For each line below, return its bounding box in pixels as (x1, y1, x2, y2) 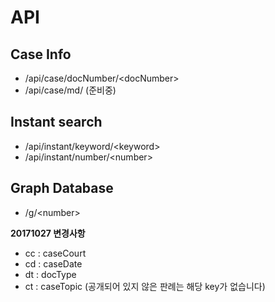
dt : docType (24, 268, 77, 280)
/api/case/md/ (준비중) (24, 84, 117, 96)
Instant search (10, 114, 103, 131)
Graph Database (10, 180, 114, 197)
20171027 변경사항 (10, 227, 86, 239)
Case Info (10, 46, 72, 63)
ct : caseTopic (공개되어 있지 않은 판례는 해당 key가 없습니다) (24, 280, 266, 292)
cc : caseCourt (24, 247, 87, 259)
